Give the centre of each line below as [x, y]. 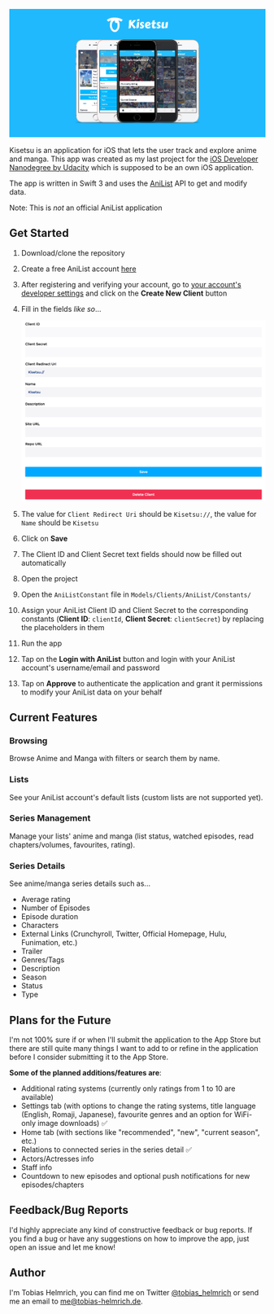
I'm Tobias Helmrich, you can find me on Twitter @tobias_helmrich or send [134, 1292]
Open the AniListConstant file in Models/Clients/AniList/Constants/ [136, 594]
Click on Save [44, 538]
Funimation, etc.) [49, 943]
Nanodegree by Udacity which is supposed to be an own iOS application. [132, 167]
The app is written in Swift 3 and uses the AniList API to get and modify [128, 183]
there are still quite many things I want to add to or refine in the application [134, 1048]
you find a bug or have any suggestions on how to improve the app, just [129, 1238]
